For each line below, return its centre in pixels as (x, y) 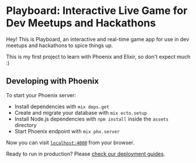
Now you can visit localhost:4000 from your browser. (70, 142)
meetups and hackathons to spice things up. (60, 45)
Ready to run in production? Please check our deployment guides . (86, 154)
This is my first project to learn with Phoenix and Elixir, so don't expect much (98, 56)
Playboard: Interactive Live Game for (97, 11)
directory (25, 125)
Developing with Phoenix (53, 81)
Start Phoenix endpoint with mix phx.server (67, 131)
